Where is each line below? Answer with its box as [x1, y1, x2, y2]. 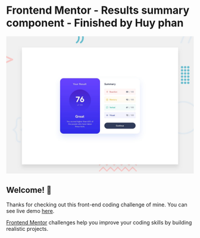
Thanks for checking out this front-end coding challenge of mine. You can [6, 201, 187, 208]
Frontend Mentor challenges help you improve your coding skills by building [6, 218, 192, 226]
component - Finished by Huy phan [6, 16, 184, 30]
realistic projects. [6, 225, 49, 232]
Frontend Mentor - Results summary [6, 4, 190, 17]
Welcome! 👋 [6, 185, 52, 195]
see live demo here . [6, 207, 55, 214]
